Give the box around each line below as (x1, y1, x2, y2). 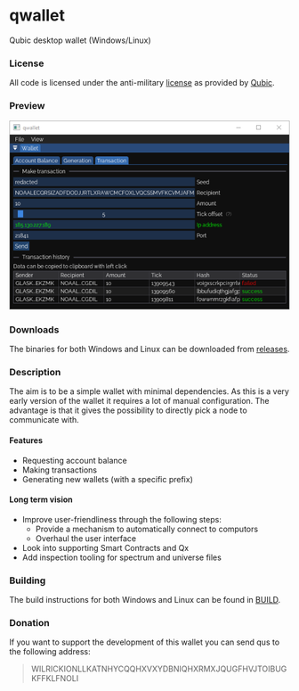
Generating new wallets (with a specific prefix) (21, 473, 194, 484)
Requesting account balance (21, 455, 127, 465)
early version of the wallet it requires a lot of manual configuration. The (9, 396, 270, 407)
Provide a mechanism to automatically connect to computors (35, 523, 259, 534)
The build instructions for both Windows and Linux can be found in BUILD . (9, 595, 281, 605)
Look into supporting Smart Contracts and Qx (21, 542, 190, 553)
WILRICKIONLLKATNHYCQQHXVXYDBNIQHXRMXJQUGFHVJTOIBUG (30, 663, 287, 674)
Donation (9, 616, 51, 629)
